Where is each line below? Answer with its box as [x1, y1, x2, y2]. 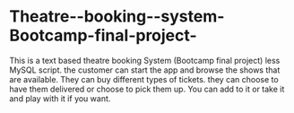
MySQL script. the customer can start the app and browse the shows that [9, 65, 281, 75]
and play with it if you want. [9, 92, 111, 104]
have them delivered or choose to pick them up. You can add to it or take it [9, 83, 285, 94]
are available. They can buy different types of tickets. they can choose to [9, 74, 280, 84]
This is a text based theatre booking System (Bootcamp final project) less [9, 55, 281, 65]
